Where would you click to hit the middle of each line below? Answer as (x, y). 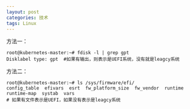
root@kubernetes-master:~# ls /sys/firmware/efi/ (71, 83)
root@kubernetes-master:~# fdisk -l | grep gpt (68, 53)
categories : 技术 (27, 18)
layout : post (23, 12)
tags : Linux (21, 23)
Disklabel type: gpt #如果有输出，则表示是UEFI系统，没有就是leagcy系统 (93, 59)
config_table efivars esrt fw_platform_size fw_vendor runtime (95, 88)
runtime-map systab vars (40, 94)
